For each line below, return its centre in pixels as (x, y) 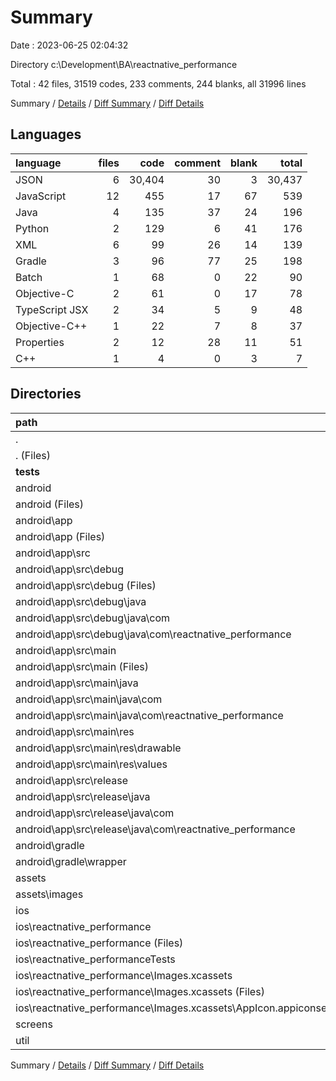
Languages (46, 134)
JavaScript (41, 196)
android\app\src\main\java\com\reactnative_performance (149, 715)
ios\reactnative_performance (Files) (99, 943)
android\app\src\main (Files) (82, 666)
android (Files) (50, 504)
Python (32, 228)
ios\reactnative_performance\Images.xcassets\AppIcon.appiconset (173, 1008)
